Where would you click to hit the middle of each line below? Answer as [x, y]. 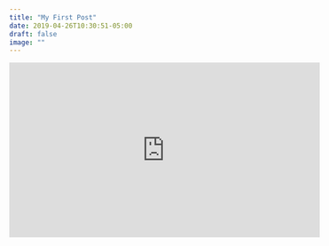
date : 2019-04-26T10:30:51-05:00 [71, 26]
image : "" [27, 42]
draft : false [33, 34]
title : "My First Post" [53, 17]
